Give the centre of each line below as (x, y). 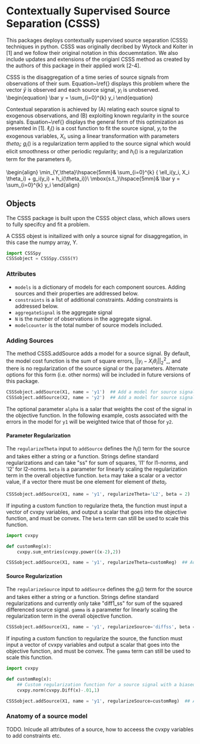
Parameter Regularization (38, 435)
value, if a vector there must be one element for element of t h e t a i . (87, 483)
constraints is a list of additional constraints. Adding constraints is (96, 300)
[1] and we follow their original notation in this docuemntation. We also (92, 53)
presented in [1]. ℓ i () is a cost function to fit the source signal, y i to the (91, 129)
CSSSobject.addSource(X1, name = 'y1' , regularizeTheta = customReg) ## (97, 563)
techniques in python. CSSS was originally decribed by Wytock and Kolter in (100, 47)
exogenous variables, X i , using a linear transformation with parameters (93, 137)
